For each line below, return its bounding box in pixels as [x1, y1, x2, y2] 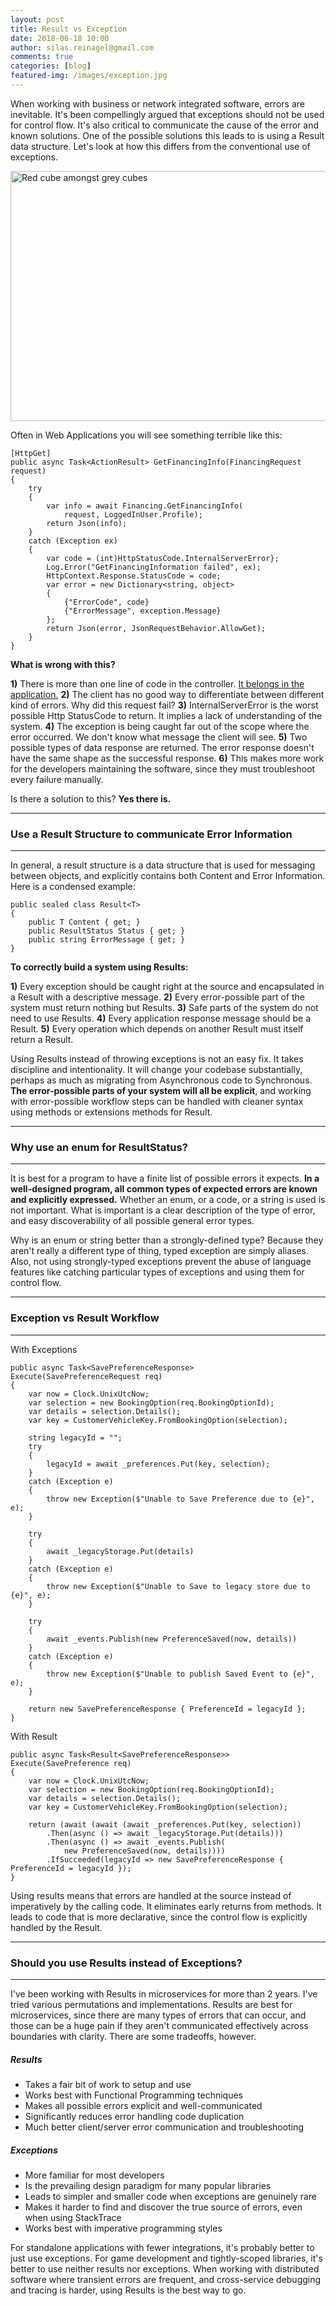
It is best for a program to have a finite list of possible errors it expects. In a [10, 1172, 320, 1185]
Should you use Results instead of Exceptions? [10, 1956, 243, 1970]
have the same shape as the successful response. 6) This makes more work [10, 752, 325, 764]
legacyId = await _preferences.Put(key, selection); [46, 1459, 271, 1469]
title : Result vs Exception [10, 24, 128, 34]
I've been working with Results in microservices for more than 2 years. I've [10, 1988, 318, 2000]
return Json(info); [46, 518, 128, 528]
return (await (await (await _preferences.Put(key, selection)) [28, 1819, 302, 1830]
